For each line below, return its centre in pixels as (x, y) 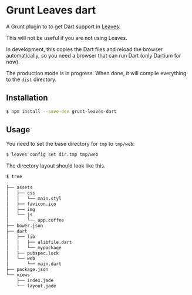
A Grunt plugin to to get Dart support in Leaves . (63, 26)
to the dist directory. (31, 79)
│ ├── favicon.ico (31, 204)
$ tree (14, 177)
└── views (18, 275)
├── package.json (27, 270)
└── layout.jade (37, 286)
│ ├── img (21, 209)
